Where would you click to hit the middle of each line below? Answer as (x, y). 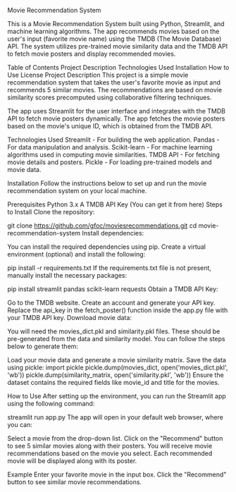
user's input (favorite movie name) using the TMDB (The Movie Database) (114, 39)
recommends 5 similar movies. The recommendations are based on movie (115, 90)
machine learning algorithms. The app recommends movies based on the (113, 31)
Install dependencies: (113, 233)
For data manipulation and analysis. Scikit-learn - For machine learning (110, 147)
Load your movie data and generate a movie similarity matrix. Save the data (117, 360)
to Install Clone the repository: (51, 212)
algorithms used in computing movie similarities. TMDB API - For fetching (114, 155)
